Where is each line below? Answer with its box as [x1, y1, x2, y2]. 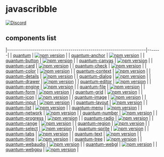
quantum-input [5, 99, 36, 105]
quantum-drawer [5, 78, 40, 84]
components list [5, 34, 57, 42]
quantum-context [76, 68, 112, 74]
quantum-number [82, 110, 119, 116]
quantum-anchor [71, 52, 105, 58]
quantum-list [5, 104, 32, 110]
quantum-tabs [5, 130, 35, 136]
